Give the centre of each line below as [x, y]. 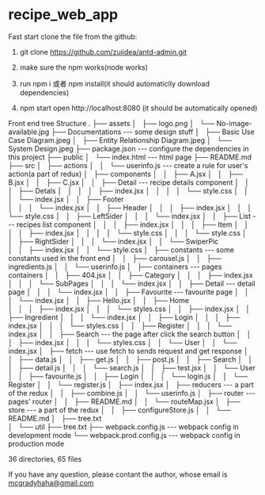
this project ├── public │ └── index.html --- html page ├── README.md [130, 157]
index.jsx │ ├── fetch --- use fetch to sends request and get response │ [129, 351]
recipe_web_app [63, 15]
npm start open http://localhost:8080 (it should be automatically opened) [138, 108]
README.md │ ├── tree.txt [55, 418]
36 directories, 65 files [45, 459]
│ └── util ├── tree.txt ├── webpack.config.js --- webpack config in [123, 427]
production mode [36, 443]
